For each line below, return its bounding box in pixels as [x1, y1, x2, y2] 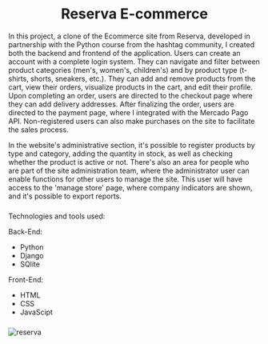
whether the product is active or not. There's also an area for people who [8, 157, 250, 166]
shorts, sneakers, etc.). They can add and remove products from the [30, 74, 256, 83]
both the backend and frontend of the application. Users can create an [8, 48, 242, 58]
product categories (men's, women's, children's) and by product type [8, 65, 238, 74]
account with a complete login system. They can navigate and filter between [8, 57, 260, 66]
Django [19, 250, 44, 260]
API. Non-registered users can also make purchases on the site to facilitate [8, 116, 255, 126]
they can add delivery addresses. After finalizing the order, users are [8, 99, 234, 109]
